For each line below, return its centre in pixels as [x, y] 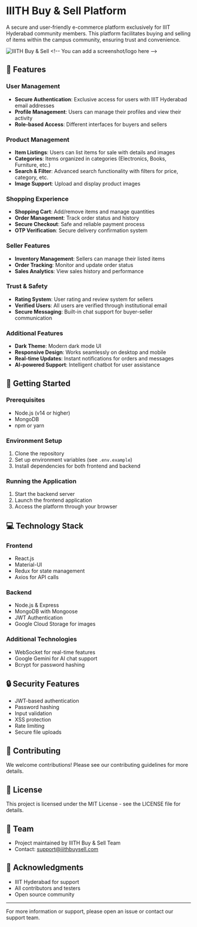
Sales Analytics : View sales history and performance [79, 271]
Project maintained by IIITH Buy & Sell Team [68, 843]
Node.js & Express [37, 605]
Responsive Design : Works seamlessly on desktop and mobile [90, 352]
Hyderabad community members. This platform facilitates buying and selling [98, 33]
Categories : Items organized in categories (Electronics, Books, [91, 158]
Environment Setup [34, 441]
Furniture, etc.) [33, 165]
